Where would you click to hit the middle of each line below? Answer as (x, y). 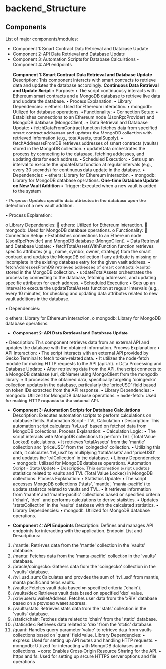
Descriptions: (26, 536)
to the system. (27, 191)
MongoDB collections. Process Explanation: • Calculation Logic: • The (84, 431)
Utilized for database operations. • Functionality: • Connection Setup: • (85, 112)
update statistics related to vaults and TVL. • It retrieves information (82, 489)
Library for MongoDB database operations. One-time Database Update (85, 180)
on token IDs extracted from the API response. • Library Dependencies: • (80, 390)
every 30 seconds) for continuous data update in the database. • (79, 170)
